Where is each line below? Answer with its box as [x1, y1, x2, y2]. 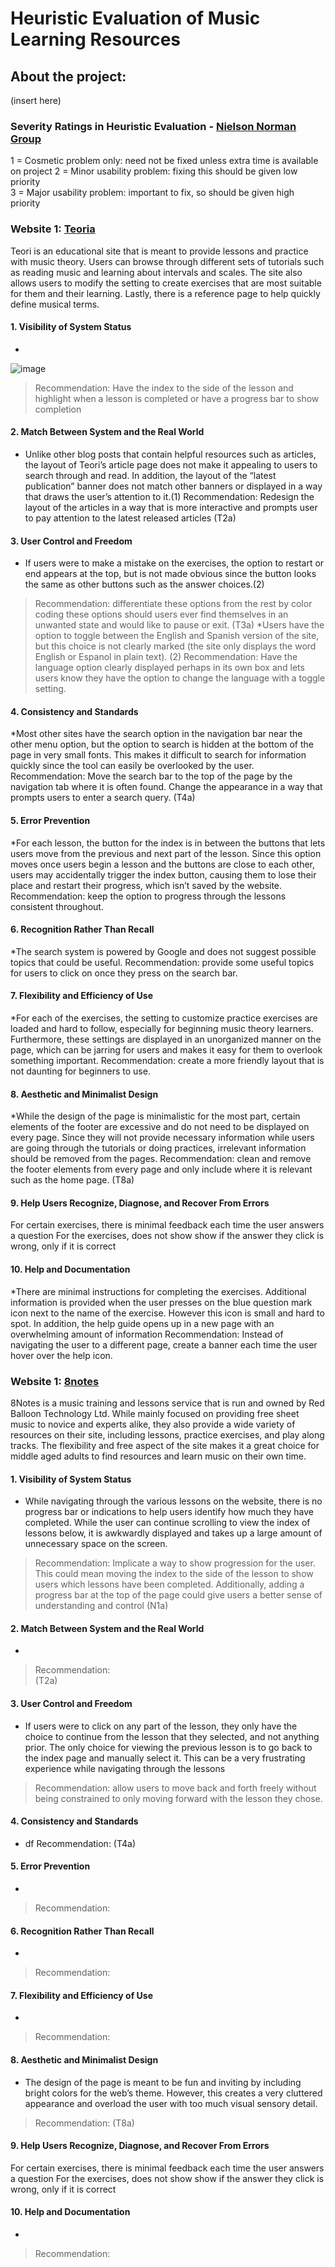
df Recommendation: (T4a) [24, 1837, 137, 1849]
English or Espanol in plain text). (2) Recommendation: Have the [34, 651, 298, 663]
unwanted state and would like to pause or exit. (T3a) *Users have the [34, 619, 325, 631]
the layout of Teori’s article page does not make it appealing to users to [24, 459, 318, 471]
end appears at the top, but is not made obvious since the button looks [24, 568, 317, 580]
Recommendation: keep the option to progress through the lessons [10, 890, 287, 902]
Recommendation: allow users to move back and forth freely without [34, 1782, 317, 1794]
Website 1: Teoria [10, 222, 96, 236]
